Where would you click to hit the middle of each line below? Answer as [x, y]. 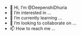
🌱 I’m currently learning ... [36, 18]
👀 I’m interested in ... [30, 13]
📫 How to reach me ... [32, 28]
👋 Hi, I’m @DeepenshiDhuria [38, 8]
